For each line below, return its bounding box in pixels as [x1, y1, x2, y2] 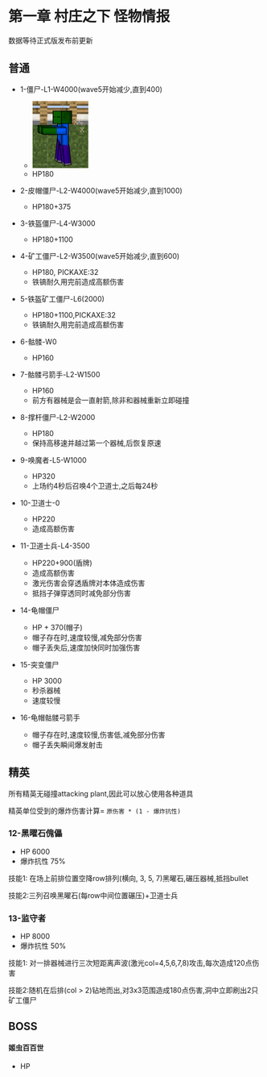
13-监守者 [8, 913, 47, 924]
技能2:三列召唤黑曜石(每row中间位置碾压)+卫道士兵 [8, 890, 179, 900]
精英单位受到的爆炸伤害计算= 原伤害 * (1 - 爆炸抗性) [8, 805, 181, 815]
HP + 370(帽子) [31, 622, 83, 632]
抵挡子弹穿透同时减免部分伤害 [31, 588, 131, 597]
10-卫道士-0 [19, 497, 60, 508]
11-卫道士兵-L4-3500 [19, 541, 90, 551]
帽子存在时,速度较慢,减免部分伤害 [31, 632, 142, 642]
